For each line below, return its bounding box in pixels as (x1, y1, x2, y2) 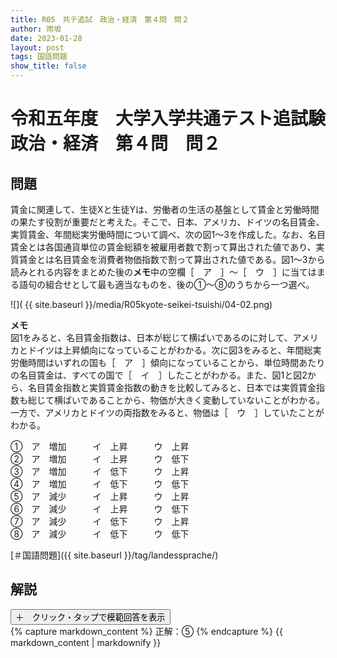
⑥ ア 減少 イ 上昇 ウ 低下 (10, 503, 190, 515)
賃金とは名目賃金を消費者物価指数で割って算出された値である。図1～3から (18, 254, 326, 265)
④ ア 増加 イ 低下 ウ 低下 (10, 478, 190, 490)
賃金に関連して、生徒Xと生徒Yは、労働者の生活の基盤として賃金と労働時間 (10, 204, 320, 215)
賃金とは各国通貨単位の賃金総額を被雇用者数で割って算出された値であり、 (10, 241, 317, 253)
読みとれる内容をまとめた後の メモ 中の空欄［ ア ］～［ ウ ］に (10, 266, 291, 278)
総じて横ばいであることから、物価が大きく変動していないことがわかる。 (27, 394, 326, 406)
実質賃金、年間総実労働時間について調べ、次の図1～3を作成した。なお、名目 (10, 229, 326, 240)
